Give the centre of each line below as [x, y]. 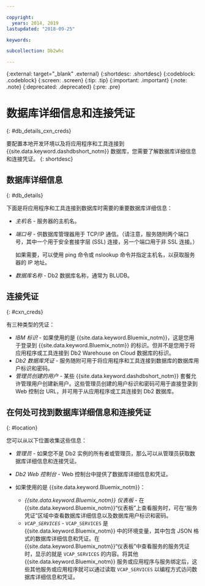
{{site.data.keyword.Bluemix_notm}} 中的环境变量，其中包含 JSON [108, 531]
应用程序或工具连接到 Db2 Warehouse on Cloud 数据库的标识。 [95, 353]
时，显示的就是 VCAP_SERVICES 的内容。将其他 [81, 553]
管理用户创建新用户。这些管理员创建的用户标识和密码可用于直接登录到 [109, 384]
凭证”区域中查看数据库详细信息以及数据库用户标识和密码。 [98, 515]
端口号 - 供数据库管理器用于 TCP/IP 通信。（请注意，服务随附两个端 [99, 234]
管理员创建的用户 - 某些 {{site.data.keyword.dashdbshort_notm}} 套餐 [103, 376]
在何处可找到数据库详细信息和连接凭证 [79, 413]
